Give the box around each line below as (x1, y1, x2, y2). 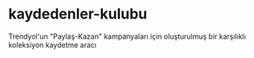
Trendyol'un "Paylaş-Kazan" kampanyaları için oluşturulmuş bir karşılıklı (8, 31, 247, 41)
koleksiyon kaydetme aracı (8, 39, 96, 49)
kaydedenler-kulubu (8, 5, 147, 23)
